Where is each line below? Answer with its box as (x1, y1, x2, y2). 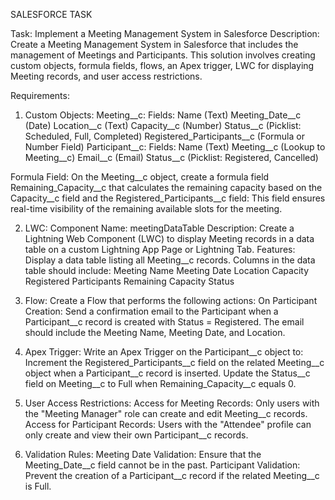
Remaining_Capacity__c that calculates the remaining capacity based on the (10, 182, 323, 193)
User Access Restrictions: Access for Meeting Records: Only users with (24, 397, 320, 409)
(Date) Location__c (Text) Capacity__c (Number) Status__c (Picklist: (24, 120, 302, 131)
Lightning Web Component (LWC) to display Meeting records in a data (24, 233, 315, 244)
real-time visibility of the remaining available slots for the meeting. (10, 203, 283, 214)
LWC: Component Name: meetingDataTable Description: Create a (24, 222, 295, 234)
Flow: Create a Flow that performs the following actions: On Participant (24, 295, 318, 306)
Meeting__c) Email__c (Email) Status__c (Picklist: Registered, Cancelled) (24, 152, 319, 163)
